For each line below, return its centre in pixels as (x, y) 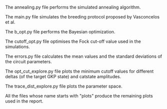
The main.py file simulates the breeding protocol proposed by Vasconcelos (82, 17)
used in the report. (24, 101)
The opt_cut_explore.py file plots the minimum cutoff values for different (79, 71)
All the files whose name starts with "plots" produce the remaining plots (79, 96)
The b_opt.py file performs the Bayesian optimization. (60, 32)
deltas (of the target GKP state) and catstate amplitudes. (63, 76)
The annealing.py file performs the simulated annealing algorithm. (73, 7)
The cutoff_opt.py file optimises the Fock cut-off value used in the (73, 41)
